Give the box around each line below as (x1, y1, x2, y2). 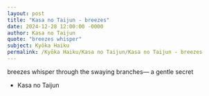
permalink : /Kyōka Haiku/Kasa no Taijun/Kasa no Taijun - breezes (7, 49, 203, 56)
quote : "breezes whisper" (7, 36, 82, 43)
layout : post (7, 10, 45, 17)
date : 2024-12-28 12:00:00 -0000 (7, 23, 104, 30)
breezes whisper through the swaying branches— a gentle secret (7, 67, 194, 76)
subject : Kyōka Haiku (7, 42, 70, 49)
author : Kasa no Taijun (7, 29, 76, 37)
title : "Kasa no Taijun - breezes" (7, 17, 110, 23)
